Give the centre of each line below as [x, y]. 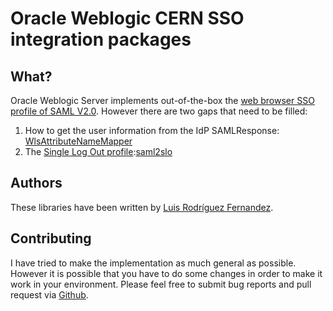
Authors [36, 183]
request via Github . [49, 294]
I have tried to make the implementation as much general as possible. [153, 263]
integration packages [101, 39]
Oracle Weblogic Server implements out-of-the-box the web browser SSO [162, 100]
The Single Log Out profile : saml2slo [98, 151]
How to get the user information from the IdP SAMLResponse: [152, 130]
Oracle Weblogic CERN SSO [127, 18]
